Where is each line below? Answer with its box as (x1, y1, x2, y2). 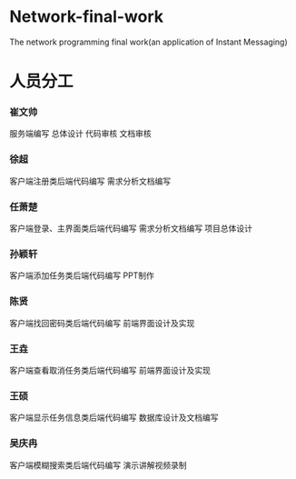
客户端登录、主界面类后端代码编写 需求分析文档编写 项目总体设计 (9, 223, 252, 234)
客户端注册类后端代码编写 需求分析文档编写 (9, 175, 171, 186)
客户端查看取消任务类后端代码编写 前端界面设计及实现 (9, 364, 211, 375)
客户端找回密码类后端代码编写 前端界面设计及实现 (9, 317, 195, 328)
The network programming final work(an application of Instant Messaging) (9, 36, 288, 47)
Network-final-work (9, 6, 164, 27)
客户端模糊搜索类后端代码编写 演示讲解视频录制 (9, 459, 187, 470)
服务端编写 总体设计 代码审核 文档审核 (9, 128, 152, 139)
